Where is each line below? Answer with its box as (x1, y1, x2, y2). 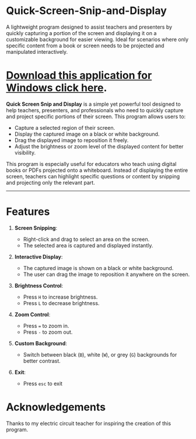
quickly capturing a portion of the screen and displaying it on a (6, 29, 157, 36)
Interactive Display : (14, 253, 63, 260)
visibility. (14, 149, 36, 156)
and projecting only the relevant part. (6, 179, 95, 186)
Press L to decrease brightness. (23, 299, 100, 306)
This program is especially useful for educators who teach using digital (6, 160, 177, 167)
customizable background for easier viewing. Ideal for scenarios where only (6, 36, 188, 43)
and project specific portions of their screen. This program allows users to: (6, 113, 186, 120)
